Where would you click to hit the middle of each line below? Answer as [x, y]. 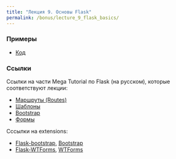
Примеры [22, 39]
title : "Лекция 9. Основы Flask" [49, 12]
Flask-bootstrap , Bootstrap [49, 143]
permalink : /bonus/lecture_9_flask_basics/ [63, 18]
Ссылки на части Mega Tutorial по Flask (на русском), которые [88, 82]
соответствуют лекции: [37, 88]
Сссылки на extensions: [37, 131]
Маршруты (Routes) [41, 100]
